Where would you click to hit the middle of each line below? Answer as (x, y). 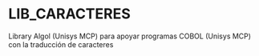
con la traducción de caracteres (61, 44)
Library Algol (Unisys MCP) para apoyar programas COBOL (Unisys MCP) (129, 36)
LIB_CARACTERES (69, 14)
